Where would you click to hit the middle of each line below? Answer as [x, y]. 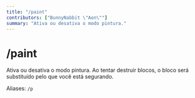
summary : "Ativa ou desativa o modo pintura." [66, 23]
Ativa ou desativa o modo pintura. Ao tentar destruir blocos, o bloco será [97, 70]
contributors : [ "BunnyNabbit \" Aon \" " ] [57, 18]
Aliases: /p [20, 88]
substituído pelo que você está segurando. [60, 77]
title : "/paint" [27, 12]
